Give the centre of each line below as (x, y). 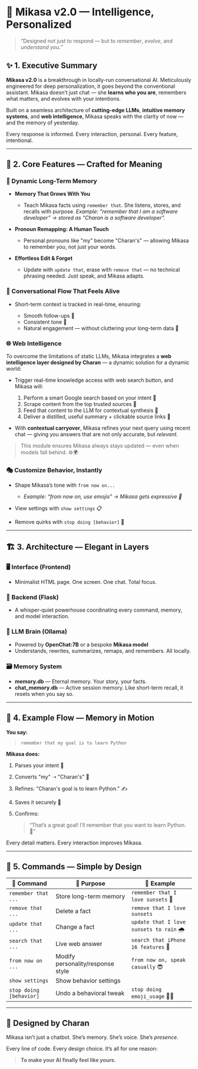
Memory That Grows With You (52, 194)
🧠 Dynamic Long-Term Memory (52, 181)
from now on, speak (159, 960)
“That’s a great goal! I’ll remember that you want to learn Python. (108, 825)
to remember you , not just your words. (70, 247)
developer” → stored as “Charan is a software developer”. (94, 218)
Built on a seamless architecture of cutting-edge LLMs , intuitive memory (96, 110)
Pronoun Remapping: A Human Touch (62, 229)
